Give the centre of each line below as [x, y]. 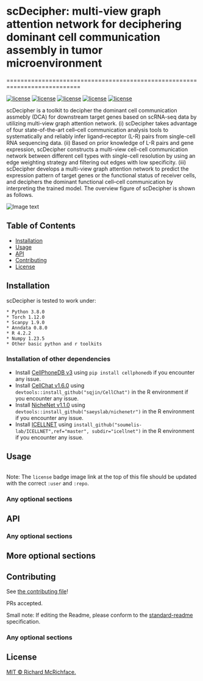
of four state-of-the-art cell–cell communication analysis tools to [87, 130]
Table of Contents [41, 226]
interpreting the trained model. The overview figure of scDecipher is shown [101, 188]
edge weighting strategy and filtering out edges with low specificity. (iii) [96, 162]
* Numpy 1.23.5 [26, 338]
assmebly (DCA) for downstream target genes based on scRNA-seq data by [101, 117]
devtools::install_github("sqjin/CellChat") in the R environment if [101, 392]
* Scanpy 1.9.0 [26, 322]
